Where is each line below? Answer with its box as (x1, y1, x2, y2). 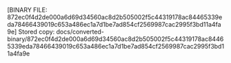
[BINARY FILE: (7, 6, 48, 14)
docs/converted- (56, 27, 105, 36)
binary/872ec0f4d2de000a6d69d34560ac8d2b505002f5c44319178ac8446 (7, 35, 224, 43)
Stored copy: (18, 27, 55, 36)
